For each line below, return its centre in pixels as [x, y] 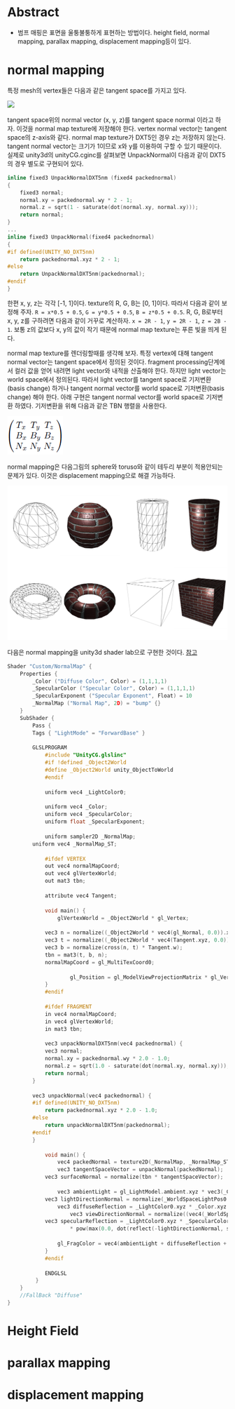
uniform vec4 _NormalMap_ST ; [75, 844]
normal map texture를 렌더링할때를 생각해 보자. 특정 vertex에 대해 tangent [110, 353]
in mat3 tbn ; [63, 1029]
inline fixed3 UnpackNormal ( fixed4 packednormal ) [81, 237]
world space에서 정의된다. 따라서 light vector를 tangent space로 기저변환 [109, 379]
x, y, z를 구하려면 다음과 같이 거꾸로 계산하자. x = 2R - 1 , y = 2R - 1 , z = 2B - [117, 321]
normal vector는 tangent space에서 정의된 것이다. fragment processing [108, 361]
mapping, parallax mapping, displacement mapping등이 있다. [104, 41]
